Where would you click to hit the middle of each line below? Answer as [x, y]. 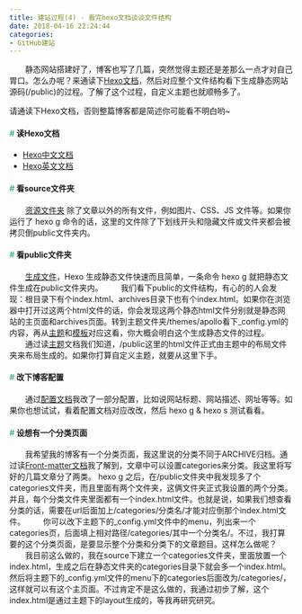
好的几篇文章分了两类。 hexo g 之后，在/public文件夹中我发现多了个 [135, 476]
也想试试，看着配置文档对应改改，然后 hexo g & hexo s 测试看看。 [147, 411]
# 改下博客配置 [37, 378]
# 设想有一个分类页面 [49, 432]
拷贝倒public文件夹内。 [53, 232]
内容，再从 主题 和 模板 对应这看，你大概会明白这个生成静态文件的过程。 [139, 333]
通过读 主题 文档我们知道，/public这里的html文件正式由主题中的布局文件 [156, 343]
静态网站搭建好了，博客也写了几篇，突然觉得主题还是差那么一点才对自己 [159, 69]
